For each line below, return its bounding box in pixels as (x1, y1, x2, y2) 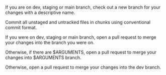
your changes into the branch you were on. (5, 39, 95, 45)
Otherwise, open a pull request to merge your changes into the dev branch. (5, 64, 161, 70)
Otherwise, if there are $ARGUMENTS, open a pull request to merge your (5, 49, 157, 55)
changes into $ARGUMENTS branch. (5, 54, 81, 60)
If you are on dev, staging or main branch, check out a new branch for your (5, 4, 161, 10)
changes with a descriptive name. (5, 9, 75, 15)
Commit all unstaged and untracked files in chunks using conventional (5, 19, 151, 25)
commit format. (5, 24, 37, 30)
